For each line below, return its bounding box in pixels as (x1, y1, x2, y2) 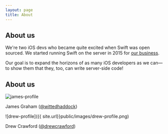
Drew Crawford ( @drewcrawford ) (5, 123, 76, 129)
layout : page (5, 7, 33, 13)
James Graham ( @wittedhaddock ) (5, 103, 78, 110)
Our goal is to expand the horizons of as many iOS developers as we (5, 60, 150, 66)
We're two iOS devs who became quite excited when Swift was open (5, 44, 150, 51)
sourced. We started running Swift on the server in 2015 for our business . (5, 50, 160, 56)
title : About (5, 12, 33, 17)
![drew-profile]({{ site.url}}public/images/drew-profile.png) (5, 113, 129, 120)
